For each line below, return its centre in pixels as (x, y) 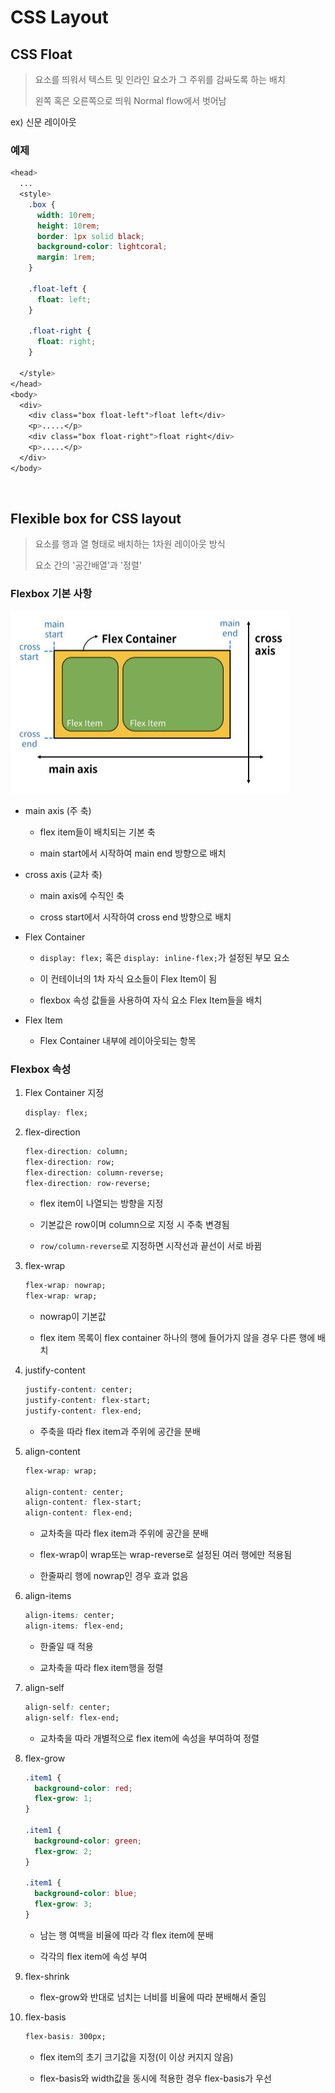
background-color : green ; (88, 1841)
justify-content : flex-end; (83, 1411)
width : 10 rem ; (66, 215)
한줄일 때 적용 (66, 1646)
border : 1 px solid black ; (90, 236)
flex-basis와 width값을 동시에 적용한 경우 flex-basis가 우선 (155, 2078)
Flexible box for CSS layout (96, 519)
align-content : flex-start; (83, 1502)
